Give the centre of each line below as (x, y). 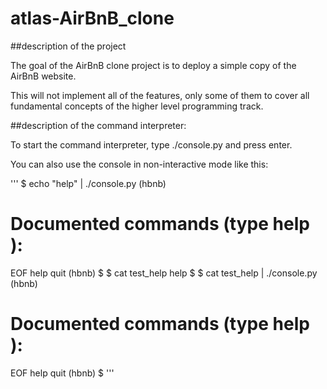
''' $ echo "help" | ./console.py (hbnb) (88, 183)
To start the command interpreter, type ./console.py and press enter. (151, 144)
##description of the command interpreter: (98, 125)
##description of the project (68, 46)
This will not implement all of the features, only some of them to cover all (160, 95)
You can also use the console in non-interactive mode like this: (139, 164)
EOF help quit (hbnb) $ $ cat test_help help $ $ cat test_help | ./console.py (164, 273)
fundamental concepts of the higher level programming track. (137, 106)
